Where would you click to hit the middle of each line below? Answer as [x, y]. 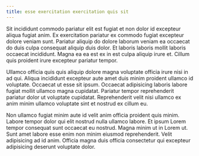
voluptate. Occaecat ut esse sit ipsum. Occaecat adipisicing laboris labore [97, 85]
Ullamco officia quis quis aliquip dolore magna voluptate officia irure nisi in [97, 71]
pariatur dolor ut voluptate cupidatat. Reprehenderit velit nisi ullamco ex [94, 97]
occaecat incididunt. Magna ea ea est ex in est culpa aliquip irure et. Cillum [98, 54]
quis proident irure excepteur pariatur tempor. [62, 60]
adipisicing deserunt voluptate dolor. [51, 146]
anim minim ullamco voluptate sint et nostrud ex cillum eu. [77, 103]
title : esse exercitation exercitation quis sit [67, 12]
